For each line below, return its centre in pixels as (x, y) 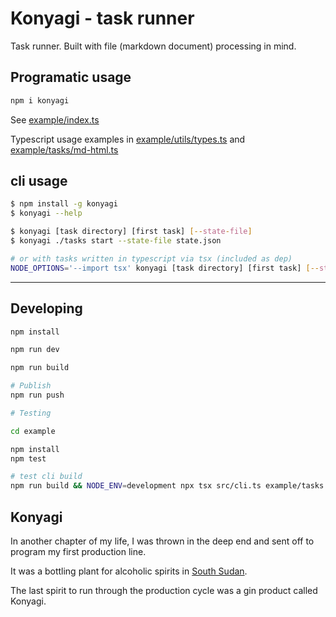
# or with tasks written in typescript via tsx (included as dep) (151, 258)
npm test (28, 458)
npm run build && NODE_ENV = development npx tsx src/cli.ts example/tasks (167, 486)
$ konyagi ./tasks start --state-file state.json (116, 241)
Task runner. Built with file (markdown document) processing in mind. (153, 46)
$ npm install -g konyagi (64, 204)
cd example (33, 431)
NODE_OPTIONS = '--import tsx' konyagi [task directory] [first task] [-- (165, 268)
